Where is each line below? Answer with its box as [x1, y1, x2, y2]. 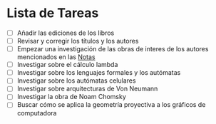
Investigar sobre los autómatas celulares [16, 76, 136, 85]
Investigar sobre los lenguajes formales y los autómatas [16, 68, 181, 77]
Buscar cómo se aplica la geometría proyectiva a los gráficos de [16, 100, 206, 109]
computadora [16, 108, 57, 117]
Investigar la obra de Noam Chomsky [16, 93, 126, 101]
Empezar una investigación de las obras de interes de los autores [16, 45, 209, 53]
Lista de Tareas [6, 5, 99, 21]
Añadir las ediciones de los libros [16, 29, 115, 37]
